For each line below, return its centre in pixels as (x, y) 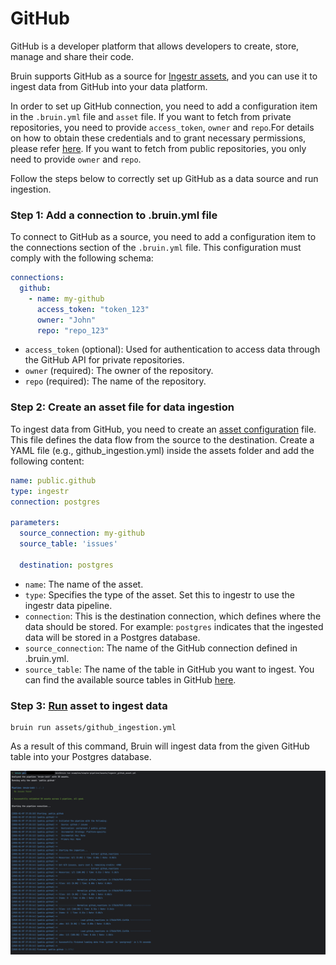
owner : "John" (66, 320)
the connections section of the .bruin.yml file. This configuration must (156, 248)
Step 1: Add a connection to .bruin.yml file (114, 215)
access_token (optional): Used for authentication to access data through (172, 349)
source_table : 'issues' (68, 544)
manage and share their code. (72, 56)
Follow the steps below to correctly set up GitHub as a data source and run (164, 178)
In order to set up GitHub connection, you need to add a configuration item (164, 106)
